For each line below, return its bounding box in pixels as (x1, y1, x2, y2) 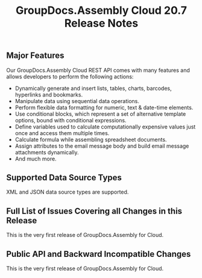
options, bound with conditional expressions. (14, 116, 127, 124)
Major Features (6, 51, 65, 61)
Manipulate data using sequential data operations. (14, 97, 140, 104)
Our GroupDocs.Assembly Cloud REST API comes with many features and (6, 66, 190, 74)
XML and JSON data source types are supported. (6, 188, 129, 196)
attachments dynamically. (14, 148, 79, 156)
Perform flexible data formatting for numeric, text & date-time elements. (14, 104, 194, 111)
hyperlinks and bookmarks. (14, 91, 83, 98)
